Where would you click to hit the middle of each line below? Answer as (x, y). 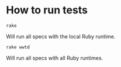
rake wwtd (18, 47)
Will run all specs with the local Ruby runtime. (61, 36)
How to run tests (47, 10)
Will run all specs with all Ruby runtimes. (55, 58)
